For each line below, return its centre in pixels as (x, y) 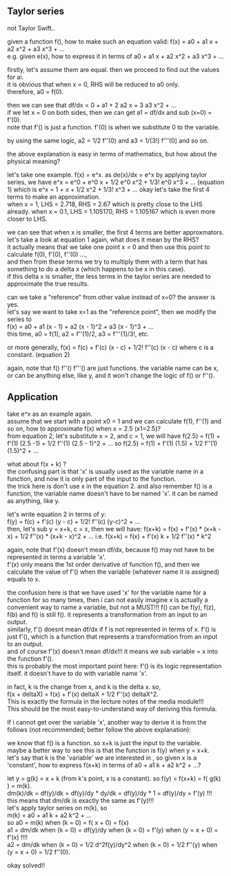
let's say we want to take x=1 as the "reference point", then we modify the (112, 311)
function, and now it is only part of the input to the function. (92, 478)
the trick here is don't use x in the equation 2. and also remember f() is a (110, 486)
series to (20, 319)
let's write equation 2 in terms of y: (57, 514)
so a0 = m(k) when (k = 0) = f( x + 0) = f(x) (68, 822)
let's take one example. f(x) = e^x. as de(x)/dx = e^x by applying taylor (107, 174)
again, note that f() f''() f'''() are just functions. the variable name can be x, (113, 368)
